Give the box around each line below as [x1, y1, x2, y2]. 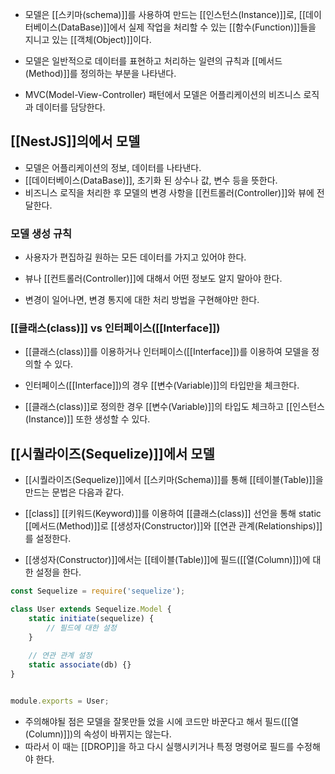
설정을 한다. [35, 566, 82, 578]
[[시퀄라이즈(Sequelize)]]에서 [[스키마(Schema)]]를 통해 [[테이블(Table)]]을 [24, 474, 324, 486]
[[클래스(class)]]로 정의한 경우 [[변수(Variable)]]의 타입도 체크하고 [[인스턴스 [24, 401, 325, 413]
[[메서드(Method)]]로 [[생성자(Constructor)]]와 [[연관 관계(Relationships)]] [24, 520, 323, 532]
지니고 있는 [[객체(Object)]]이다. [24, 34, 152, 45]
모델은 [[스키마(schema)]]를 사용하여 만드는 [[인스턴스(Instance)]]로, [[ [24, 9, 307, 20]
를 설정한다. [24, 533, 72, 545]
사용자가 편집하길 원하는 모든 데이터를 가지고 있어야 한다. [24, 251, 247, 263]
